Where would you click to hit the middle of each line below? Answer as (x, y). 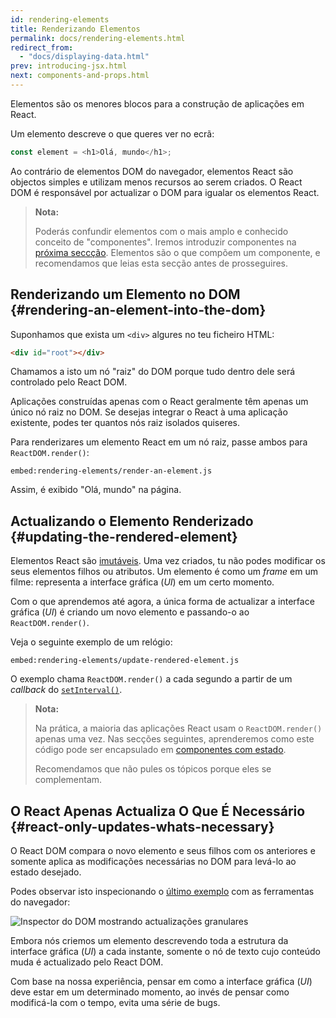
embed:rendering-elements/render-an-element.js (111, 471)
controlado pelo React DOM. (69, 382)
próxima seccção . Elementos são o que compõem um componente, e (177, 252)
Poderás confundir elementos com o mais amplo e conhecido (161, 231)
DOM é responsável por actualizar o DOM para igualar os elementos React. (165, 192)
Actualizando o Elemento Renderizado (132, 521)
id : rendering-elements (60, 19)
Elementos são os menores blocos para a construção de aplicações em (157, 103)
